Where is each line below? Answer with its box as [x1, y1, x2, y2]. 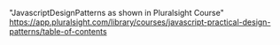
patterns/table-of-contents [9, 26, 108, 36]
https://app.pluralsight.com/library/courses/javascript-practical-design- [9, 17, 271, 27]
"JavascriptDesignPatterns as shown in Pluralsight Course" [9, 8, 224, 18]
